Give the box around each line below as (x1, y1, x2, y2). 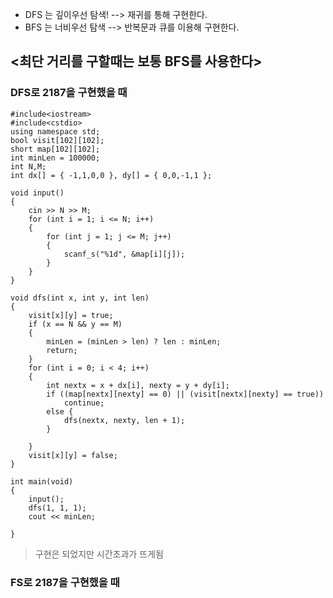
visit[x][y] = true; (28, 310, 114, 320)
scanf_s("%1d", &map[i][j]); (63, 249, 186, 259)
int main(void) (10, 476, 74, 487)
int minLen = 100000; (10, 153, 101, 163)
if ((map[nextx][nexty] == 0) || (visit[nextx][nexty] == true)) (46, 389, 325, 399)
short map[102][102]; (10, 144, 101, 154)
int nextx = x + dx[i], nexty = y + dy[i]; (46, 380, 230, 390)
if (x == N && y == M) (28, 319, 123, 329)
